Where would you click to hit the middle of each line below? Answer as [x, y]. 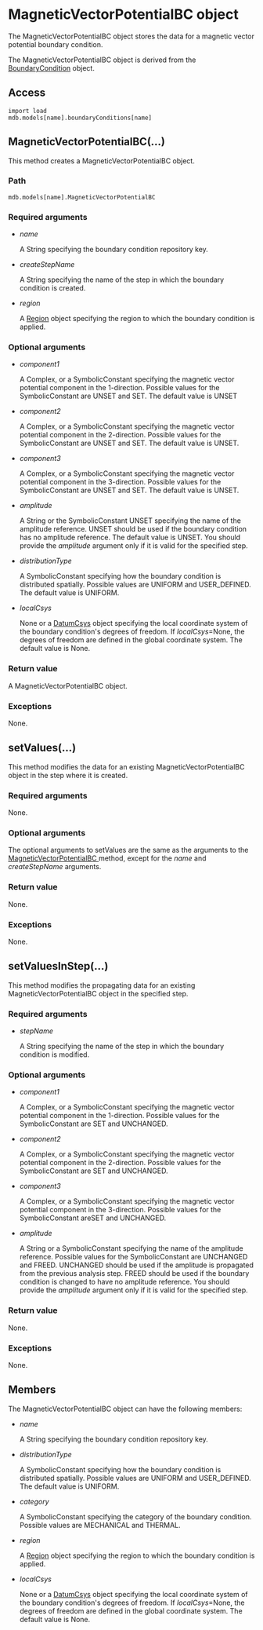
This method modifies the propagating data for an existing [102, 985]
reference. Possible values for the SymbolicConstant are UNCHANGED [133, 1257]
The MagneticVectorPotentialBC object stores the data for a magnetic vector [131, 36]
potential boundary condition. [56, 44]
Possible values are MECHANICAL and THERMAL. [100, 1525]
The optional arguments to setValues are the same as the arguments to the [128, 850]
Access [27, 93]
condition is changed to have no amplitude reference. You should [124, 1282]
